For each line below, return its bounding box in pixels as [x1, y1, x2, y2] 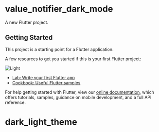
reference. [5, 99, 26, 105]
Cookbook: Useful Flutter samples [12, 80, 81, 85]
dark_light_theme [5, 116, 77, 127]
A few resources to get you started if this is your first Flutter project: [5, 56, 141, 62]
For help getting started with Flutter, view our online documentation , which [5, 89, 155, 95]
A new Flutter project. [5, 19, 49, 25]
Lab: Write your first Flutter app [12, 74, 75, 81]
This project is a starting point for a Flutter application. [5, 46, 114, 52]
